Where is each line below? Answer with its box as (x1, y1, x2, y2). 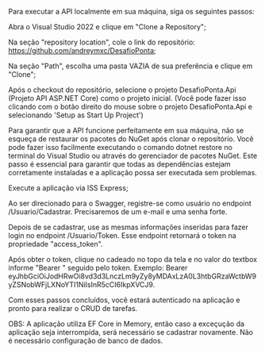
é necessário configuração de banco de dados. (8, 336, 163, 345)
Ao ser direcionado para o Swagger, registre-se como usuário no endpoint (8, 198, 252, 208)
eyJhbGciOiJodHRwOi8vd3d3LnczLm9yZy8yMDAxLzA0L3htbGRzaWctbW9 (8, 271, 257, 281)
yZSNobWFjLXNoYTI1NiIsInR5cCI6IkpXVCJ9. (8, 280, 156, 289)
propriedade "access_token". (8, 240, 103, 248)
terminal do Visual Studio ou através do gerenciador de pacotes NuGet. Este (8, 151, 258, 160)
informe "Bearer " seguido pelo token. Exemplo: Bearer (8, 263, 188, 272)
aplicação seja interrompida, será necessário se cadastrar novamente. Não (8, 328, 254, 336)
